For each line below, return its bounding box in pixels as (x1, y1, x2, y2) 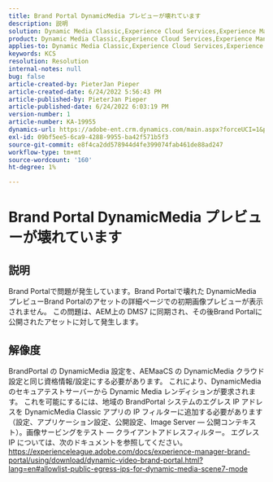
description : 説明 (8, 20, 68, 28)
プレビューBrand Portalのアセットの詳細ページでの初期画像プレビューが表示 (8, 296, 264, 306)
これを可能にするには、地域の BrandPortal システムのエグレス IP (24, 397, 240, 406)
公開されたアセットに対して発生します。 (8, 317, 143, 326)
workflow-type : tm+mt (8, 148, 82, 156)
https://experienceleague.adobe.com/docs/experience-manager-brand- (8, 446, 250, 456)
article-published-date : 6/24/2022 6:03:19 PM (8, 103, 169, 111)
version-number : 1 (8, 111, 71, 119)
